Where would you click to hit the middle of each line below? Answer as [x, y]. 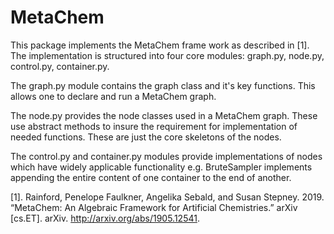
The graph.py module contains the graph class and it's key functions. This [163, 85]
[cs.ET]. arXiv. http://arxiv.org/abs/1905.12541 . [105, 218]
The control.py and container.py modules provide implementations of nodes [166, 156]
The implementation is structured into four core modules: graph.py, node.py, [167, 55]
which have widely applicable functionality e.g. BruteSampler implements [161, 167]
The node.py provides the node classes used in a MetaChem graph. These [164, 115]
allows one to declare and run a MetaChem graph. [113, 96]
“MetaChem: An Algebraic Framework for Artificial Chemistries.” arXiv [154, 207]
